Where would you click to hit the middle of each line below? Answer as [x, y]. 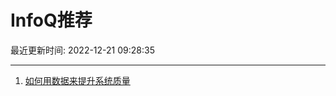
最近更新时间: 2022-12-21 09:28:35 [82, 50]
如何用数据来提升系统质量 [77, 80]
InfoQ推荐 [51, 20]
